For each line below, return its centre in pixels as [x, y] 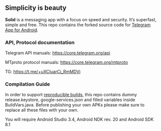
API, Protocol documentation [40, 42]
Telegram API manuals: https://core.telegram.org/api [58, 53]
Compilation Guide [27, 84]
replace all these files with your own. [42, 110]
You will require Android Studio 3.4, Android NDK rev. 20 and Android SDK [80, 119]
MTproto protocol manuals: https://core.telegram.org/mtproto [66, 62]
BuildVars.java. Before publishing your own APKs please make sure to [75, 105]
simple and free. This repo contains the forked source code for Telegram [78, 25]
